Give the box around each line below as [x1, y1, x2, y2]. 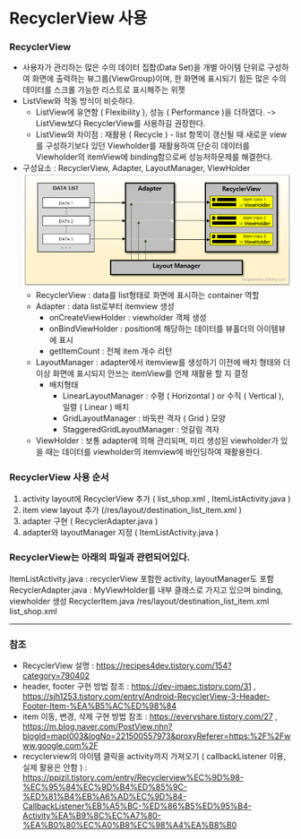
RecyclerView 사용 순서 [9, 471, 109, 484]
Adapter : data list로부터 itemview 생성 [35, 301, 175, 312]
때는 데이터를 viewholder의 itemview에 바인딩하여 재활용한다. [45, 447, 262, 458]
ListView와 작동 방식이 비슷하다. [21, 96, 135, 107]
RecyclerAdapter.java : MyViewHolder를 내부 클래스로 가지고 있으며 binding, [9, 584, 284, 595]
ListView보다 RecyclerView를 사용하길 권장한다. [35, 118, 206, 129]
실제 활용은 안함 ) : [21, 762, 88, 773]
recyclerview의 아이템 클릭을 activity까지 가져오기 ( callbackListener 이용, [21, 751, 287, 762]
